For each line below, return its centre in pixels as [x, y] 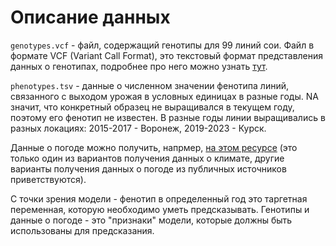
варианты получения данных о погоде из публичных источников [148, 168]
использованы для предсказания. [82, 230]
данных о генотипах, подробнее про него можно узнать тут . [139, 66]
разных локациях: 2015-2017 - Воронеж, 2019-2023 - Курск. [138, 128]
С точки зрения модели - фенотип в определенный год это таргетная [159, 198]
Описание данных [90, 17]
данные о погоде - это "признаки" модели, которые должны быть [151, 220]
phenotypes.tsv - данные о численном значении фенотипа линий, [149, 85]
